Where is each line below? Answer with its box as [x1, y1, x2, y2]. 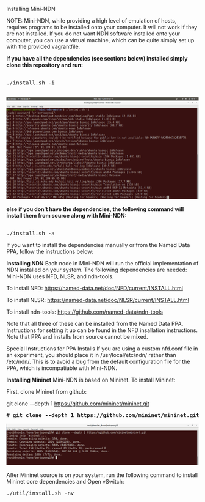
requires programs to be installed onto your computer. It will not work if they [6, 24, 198, 31]
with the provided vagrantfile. [6, 43, 81, 50]
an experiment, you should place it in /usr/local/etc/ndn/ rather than [6, 352, 177, 359]
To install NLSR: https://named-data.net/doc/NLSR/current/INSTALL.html [6, 297, 189, 304]
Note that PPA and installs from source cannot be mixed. [6, 333, 148, 341]
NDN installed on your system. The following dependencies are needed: [6, 266, 187, 274]
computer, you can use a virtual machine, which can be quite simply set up [6, 37, 195, 43]
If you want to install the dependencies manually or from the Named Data [6, 242, 190, 249]
